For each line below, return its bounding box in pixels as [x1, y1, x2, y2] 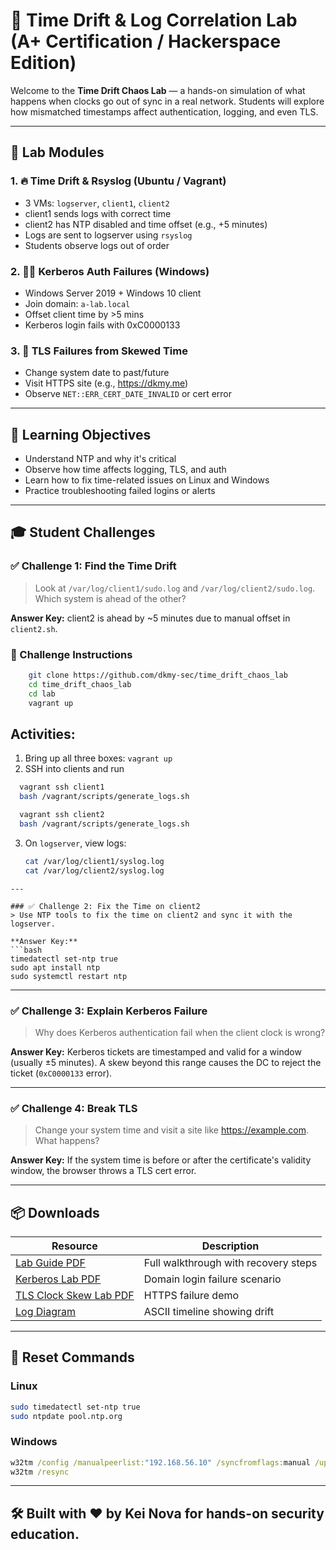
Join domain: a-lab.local [24, 297, 131, 309]
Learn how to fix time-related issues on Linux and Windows [24, 474, 270, 486]
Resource [51, 1239, 98, 1253]
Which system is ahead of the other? [34, 592, 187, 604]
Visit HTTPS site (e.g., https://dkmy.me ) [24, 377, 189, 389]
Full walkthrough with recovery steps [143, 1255, 318, 1269]
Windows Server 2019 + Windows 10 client [24, 287, 202, 299]
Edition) [10, 52, 77, 74]
